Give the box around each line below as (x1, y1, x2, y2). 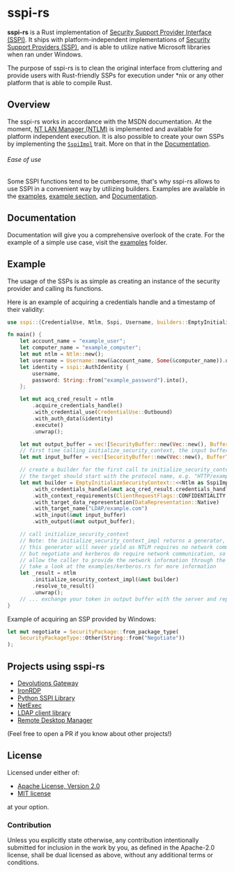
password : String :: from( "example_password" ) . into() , (32, 377, 189, 384)
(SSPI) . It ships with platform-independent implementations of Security (7, 35, 210, 43)
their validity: (7, 305, 45, 313)
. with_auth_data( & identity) (32, 415, 114, 422)
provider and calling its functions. (7, 284, 103, 292)
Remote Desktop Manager (17, 716, 93, 725)
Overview (7, 99, 51, 111)
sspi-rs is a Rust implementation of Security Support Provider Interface (7, 28, 212, 36)
